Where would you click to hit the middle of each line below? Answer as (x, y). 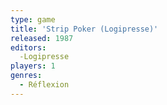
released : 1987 (42, 38)
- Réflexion (44, 85)
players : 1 (33, 66)
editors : (28, 47)
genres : (26, 76)
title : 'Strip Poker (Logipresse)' (84, 29)
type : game (33, 19)
